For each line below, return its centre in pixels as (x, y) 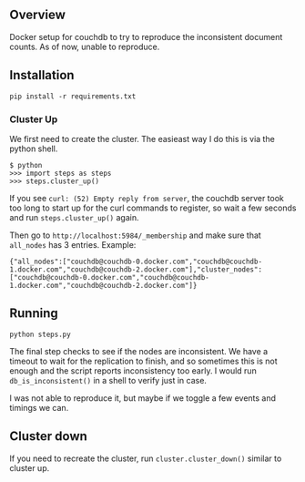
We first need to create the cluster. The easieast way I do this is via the (142, 138)
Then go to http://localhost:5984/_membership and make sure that (135, 235)
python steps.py (40, 334)
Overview (38, 15)
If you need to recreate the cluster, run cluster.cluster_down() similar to (146, 458)
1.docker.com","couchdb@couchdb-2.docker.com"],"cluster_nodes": (136, 269)
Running (34, 313)
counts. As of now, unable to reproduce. (85, 46)
